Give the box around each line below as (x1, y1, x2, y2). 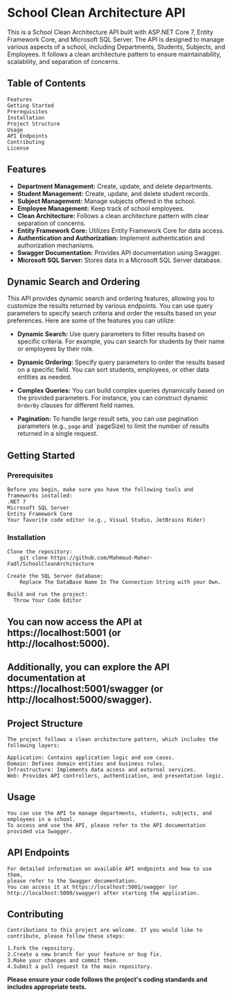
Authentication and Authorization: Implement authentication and (17, 234, 206, 242)
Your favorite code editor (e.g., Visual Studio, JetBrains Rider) (7, 516, 206, 524)
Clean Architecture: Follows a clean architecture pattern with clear (17, 211, 209, 220)
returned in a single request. (17, 430, 98, 438)
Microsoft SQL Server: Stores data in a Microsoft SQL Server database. (17, 256, 222, 264)
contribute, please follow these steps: (7, 933, 126, 940)
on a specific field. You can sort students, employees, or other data (17, 366, 209, 374)
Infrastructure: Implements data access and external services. (7, 766, 197, 773)
